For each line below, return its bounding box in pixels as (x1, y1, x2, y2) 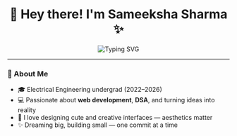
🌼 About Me (7, 69, 49, 79)
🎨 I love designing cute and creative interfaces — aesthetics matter (17, 114, 213, 122)
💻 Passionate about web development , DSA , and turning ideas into (17, 96, 215, 104)
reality (17, 106, 37, 114)
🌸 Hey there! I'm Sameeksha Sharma (9, 6, 228, 22)
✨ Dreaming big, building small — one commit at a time (17, 121, 178, 129)
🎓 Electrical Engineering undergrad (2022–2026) (17, 86, 162, 94)
